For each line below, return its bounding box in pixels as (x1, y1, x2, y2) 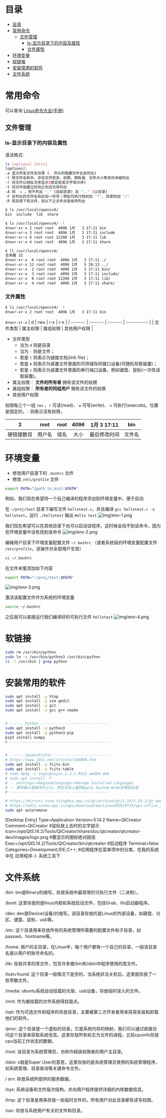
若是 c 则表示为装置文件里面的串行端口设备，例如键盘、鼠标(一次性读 (19, 367, 161, 373)
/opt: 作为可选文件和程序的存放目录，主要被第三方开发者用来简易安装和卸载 (5, 1009, 159, 1015)
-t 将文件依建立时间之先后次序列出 (5, 184, 67, 189)
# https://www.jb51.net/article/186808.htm (5, 758, 96, 763)
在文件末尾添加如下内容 (5, 565, 53, 571)
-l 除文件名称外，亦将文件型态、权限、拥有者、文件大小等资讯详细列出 (5, 176, 129, 180)
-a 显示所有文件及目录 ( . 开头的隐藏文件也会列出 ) (5, 171, 97, 176)
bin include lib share (5, 212, 58, 217)
